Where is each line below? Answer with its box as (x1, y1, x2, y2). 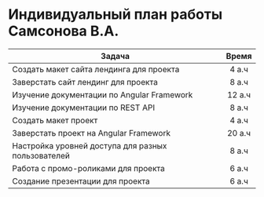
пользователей (12, 150, 71, 161)
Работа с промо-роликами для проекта (12, 162, 165, 173)
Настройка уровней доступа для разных (12, 140, 167, 151)
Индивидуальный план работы (8, 5, 222, 24)
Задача (101, 50, 130, 61)
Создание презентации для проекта (12, 175, 151, 186)
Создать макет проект (12, 115, 98, 126)
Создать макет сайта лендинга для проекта (12, 64, 180, 75)
